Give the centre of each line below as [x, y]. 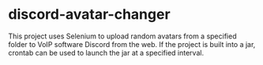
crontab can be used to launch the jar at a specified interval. [106, 52]
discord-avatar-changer [90, 14]
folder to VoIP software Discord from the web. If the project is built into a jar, [132, 44]
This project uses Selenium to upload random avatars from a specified [122, 36]
